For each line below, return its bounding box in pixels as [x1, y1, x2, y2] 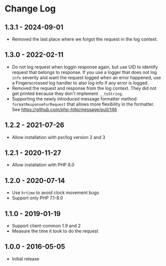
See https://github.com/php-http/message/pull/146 [11, 106, 117, 112]
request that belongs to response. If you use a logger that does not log [11, 69, 158, 75]
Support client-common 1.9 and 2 [11, 223, 81, 229]
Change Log [4, 3, 56, 14]
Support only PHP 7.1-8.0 [11, 195, 63, 201]
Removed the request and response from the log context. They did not [11, 85, 157, 91]
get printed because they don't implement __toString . [11, 90, 123, 96]
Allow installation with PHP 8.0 [11, 162, 75, 168]
